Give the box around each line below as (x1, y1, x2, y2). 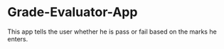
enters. (7, 34, 28, 43)
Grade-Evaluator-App (7, 4, 138, 20)
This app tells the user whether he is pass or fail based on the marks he (7, 27, 217, 36)
